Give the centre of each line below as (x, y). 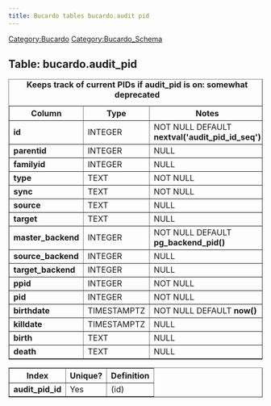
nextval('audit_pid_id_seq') (207, 137)
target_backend (44, 270)
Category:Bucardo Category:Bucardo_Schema (85, 39)
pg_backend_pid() (190, 243)
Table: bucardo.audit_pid (73, 64)
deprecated (137, 95)
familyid (29, 165)
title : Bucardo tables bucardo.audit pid (79, 16)
